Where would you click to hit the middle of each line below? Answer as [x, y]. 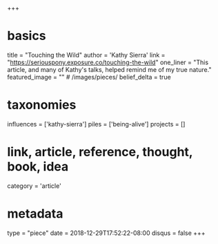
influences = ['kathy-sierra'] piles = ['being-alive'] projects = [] [96, 124]
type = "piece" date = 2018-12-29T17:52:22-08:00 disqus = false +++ [106, 233]
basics [27, 36]
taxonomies [42, 105]
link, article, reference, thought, [100, 152]
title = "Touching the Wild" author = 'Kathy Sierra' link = [86, 55]
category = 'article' [34, 186]
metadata [35, 214]
